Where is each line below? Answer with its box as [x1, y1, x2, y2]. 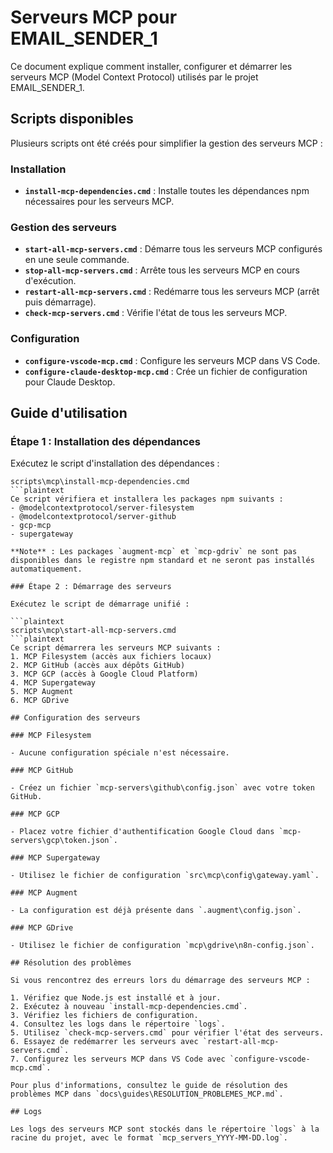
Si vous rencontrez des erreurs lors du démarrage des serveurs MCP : [10, 976, 311, 986]
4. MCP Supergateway [10, 678, 97, 688]
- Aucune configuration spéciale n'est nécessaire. [10, 748, 230, 758]
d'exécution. [24, 275, 77, 287]
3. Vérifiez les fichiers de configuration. [10, 1011, 199, 1021]
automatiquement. [10, 564, 83, 575]
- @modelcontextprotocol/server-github [10, 512, 177, 522]
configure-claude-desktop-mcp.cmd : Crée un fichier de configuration [24, 365, 308, 377]
